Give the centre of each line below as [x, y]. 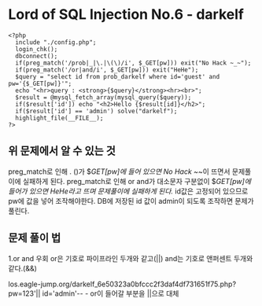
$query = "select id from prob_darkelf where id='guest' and [118, 76]
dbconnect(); [37, 56]
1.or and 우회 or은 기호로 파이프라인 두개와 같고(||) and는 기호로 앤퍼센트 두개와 [131, 258]
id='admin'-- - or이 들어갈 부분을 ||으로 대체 [111, 293]
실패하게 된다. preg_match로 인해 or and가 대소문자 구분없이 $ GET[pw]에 [137, 181]
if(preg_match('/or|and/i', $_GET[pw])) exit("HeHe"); [107, 70]
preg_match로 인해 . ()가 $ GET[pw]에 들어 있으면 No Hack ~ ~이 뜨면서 [119, 171]
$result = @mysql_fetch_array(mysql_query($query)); [103, 97]
